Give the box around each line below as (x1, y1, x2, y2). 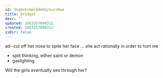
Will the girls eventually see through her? (5, 67, 87, 73)
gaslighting (12, 58, 35, 63)
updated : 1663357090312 (5, 20, 54, 26)
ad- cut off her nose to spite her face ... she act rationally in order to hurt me (5, 43, 159, 49)
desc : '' (5, 16, 23, 21)
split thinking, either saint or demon (12, 53, 83, 58)
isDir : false (5, 30, 32, 35)
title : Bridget (5, 12, 36, 17)
